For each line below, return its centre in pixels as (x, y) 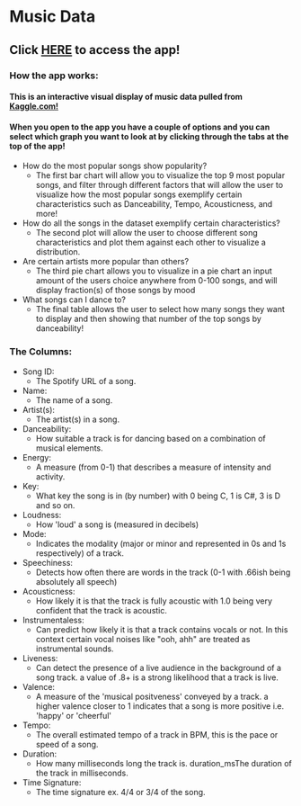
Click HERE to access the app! (95, 50)
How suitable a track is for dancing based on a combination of (151, 438)
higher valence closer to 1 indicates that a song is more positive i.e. (160, 706)
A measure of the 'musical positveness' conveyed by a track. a (152, 696)
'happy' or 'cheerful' (74, 715)
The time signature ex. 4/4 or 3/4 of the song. (120, 792)
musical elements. (69, 448)
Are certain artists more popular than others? (106, 262)
